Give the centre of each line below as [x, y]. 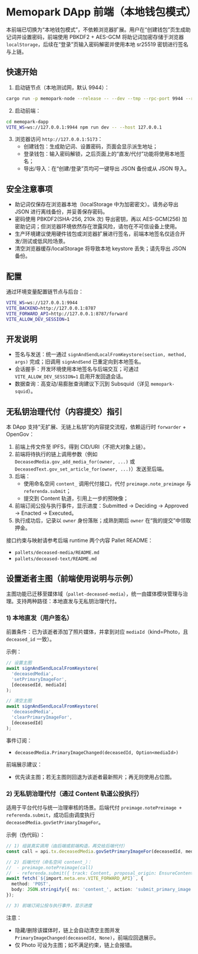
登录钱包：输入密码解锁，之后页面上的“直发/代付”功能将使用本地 [101, 154]
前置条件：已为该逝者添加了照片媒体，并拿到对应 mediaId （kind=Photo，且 [97, 632]
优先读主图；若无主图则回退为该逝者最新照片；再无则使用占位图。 [95, 777]
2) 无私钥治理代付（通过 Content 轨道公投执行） [75, 794]
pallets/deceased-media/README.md [57, 553]
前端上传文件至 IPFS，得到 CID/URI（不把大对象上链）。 [82, 447]
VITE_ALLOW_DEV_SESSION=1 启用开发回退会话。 [70, 376]
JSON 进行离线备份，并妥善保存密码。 [61, 212]
